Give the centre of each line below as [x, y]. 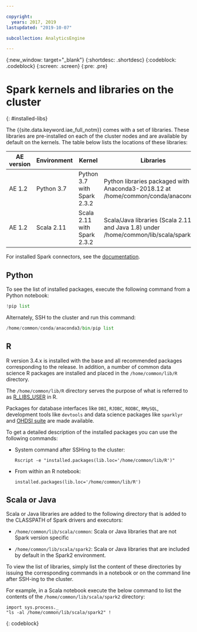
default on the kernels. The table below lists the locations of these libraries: [97, 142]
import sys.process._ [33, 607]
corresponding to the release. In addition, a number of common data [89, 366]
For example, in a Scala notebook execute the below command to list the [94, 590]
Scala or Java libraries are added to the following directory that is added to [96, 514]
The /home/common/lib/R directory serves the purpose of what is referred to [97, 390]
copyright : [19, 16]
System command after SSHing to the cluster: [70, 450]
